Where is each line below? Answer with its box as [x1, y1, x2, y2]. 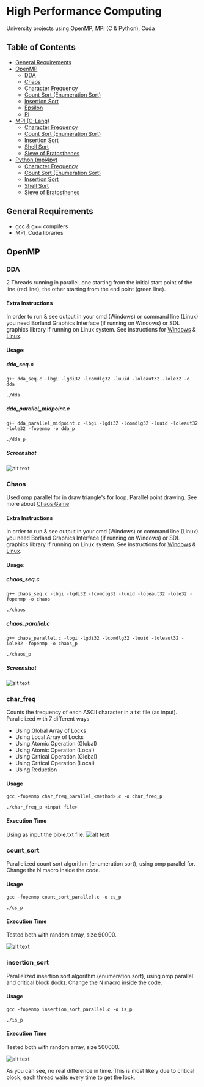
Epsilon [24, 104, 43, 111]
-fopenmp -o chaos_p [25, 640, 78, 647]
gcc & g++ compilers [15, 222, 68, 230]
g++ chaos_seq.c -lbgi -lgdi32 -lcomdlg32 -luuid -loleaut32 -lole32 [6, 591, 188, 597]
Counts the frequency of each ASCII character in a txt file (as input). [6, 708, 178, 716]
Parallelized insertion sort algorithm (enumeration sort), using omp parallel [6, 972, 194, 979]
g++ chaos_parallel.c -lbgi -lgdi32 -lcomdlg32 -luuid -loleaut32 [6, 635, 179, 641]
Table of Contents [6, 42, 76, 53]
